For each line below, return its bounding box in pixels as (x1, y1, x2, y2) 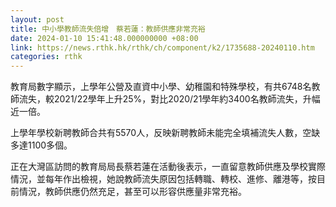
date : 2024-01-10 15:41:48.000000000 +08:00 (10, 33, 199, 43)
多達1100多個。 (10, 139, 73, 151)
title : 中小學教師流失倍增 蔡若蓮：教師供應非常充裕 (10, 24, 206, 34)
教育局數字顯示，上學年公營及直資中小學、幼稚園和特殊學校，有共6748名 (10, 81, 312, 93)
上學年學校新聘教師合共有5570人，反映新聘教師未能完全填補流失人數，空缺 (10, 127, 321, 139)
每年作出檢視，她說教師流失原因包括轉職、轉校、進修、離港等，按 (44, 173, 317, 185)
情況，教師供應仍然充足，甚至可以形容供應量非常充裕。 (18, 186, 247, 198)
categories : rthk (10, 52, 83, 62)
